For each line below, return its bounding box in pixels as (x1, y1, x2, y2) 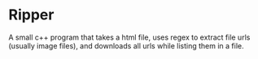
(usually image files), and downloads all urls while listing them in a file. (8, 40, 244, 50)
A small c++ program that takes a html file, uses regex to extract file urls (8, 32, 251, 42)
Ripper (8, 6, 55, 24)
